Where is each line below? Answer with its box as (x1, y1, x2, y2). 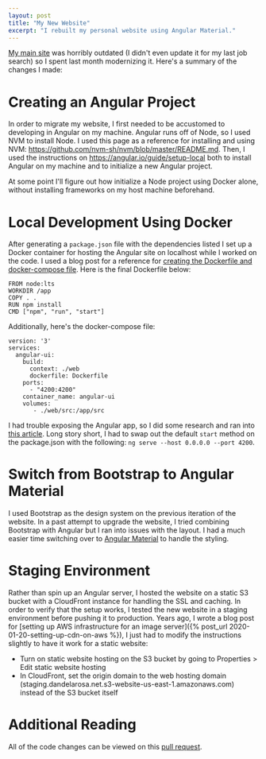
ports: (22, 379, 44, 387)
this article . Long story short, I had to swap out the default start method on (8, 429, 256, 439)
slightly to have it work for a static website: (8, 639, 148, 649)
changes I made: (8, 65, 64, 75)
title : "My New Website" (8, 19, 91, 27)
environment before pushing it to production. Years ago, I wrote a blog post (8, 614, 255, 623)
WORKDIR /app (8, 287, 52, 295)
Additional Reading (8, 716, 137, 734)
